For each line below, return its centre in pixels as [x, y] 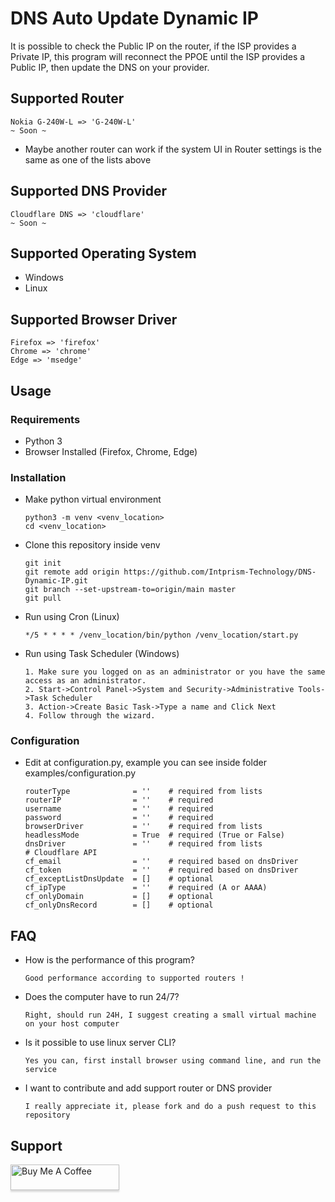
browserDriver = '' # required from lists [143, 827]
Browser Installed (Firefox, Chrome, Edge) [111, 451]
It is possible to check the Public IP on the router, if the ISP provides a [153, 46]
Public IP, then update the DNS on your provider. [110, 67]
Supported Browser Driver [94, 319]
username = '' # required [119, 809]
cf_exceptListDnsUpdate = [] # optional [119, 879]
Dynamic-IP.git [56, 581]
